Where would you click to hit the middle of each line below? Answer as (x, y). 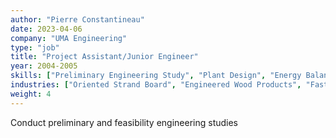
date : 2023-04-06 (46, 29)
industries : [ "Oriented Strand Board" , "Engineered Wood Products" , (156, 85)
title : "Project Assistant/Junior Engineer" (104, 57)
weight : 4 (31, 94)
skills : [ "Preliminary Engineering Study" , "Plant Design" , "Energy (156, 76)
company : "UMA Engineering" (69, 38)
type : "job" (35, 47)
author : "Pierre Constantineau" (77, 19)
